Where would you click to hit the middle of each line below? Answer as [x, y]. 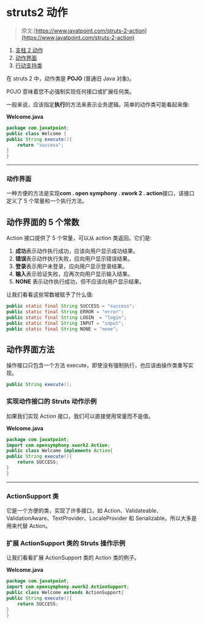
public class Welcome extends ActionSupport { [65, 593]
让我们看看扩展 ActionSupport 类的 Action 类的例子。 [73, 558]
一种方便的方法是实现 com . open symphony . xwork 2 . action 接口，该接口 [101, 193]
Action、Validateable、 [132, 511]
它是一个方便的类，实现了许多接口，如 [54, 511]
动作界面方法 [31, 350]
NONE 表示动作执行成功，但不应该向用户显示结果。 [80, 281]
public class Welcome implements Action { [60, 451]
